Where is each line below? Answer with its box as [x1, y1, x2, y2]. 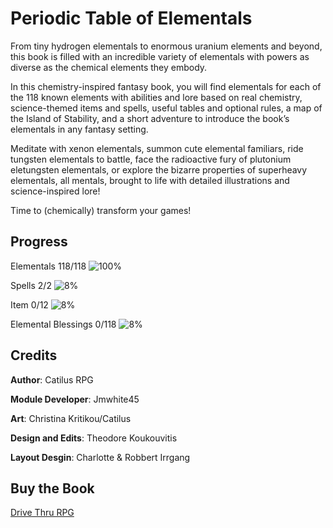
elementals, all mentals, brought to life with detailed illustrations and [10, 174, 290, 186]
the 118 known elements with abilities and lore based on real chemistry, [10, 91, 303, 103]
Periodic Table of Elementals [10, 7, 253, 30]
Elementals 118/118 [10, 260, 87, 272]
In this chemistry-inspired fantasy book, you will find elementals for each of [10, 80, 322, 92]
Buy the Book [10, 480, 95, 497]
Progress [10, 233, 68, 251]
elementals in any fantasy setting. [10, 123, 149, 135]
